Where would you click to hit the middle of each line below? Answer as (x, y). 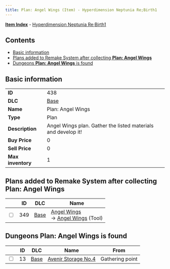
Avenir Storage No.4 (72, 259)
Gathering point (119, 259)
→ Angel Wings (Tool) (77, 218)
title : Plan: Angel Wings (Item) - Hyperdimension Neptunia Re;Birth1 (81, 10)
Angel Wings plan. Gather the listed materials (100, 126)
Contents (20, 40)
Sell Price (19, 148)
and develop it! (65, 132)
